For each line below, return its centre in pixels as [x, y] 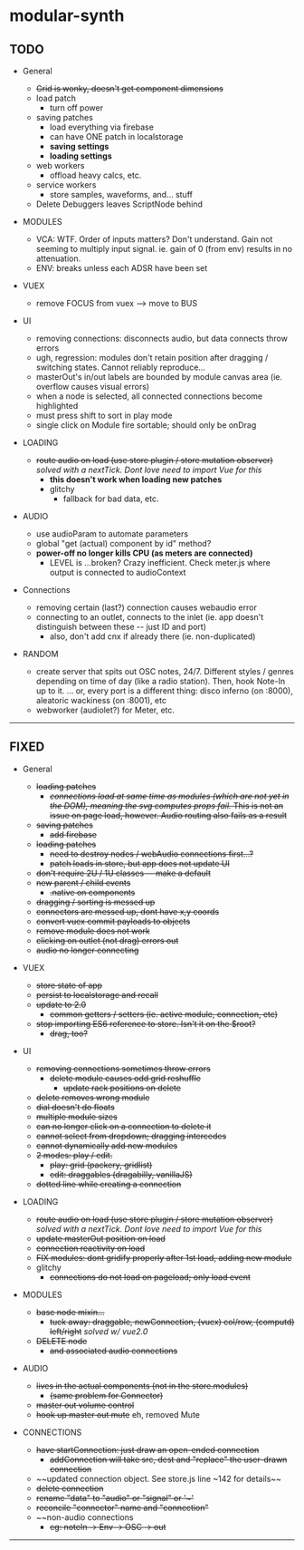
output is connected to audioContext [118, 572]
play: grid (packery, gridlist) [101, 1165]
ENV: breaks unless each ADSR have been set [122, 268]
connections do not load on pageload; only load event [150, 1277]
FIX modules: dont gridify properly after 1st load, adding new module [164, 1257]
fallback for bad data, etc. [111, 499]
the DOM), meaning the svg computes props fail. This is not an [166, 805]
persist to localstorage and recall [97, 994]
